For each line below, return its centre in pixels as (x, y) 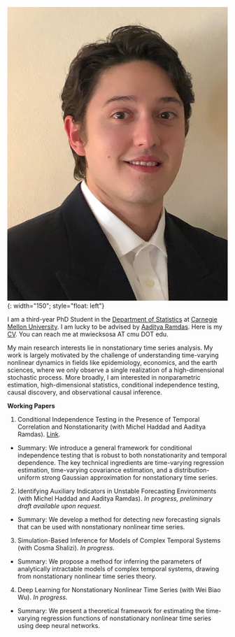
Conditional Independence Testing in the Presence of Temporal (108, 419)
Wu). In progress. (42, 597)
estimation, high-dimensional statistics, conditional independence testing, (113, 385)
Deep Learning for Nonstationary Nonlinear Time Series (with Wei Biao (119, 590)
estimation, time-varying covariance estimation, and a (95, 470)
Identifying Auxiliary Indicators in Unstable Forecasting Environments (117, 491)
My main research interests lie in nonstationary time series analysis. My (110, 348)
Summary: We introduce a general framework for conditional (105, 448)
